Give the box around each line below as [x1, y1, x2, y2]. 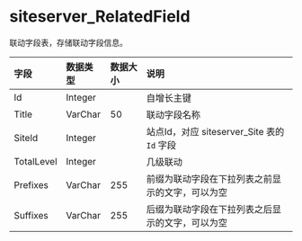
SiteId [13, 131, 39, 144]
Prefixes [13, 178, 49, 191]
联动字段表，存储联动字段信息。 [9, 37, 128, 48]
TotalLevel [13, 155, 58, 167]
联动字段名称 [146, 108, 200, 120]
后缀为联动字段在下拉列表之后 [146, 202, 272, 215]
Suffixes [13, 209, 49, 221]
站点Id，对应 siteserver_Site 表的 [146, 125, 285, 138]
